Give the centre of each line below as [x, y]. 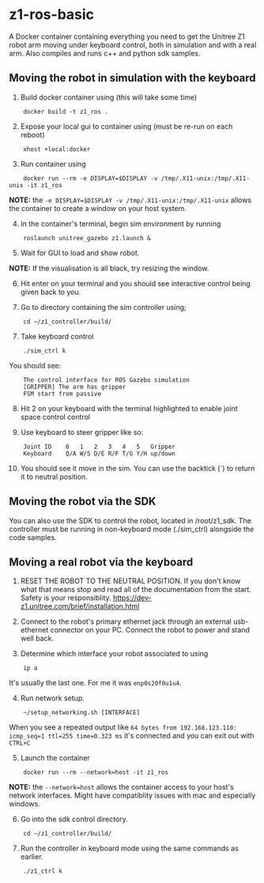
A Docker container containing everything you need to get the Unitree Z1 [127, 36]
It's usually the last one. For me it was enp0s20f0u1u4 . [95, 683]
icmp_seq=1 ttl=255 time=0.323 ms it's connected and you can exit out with [132, 736]
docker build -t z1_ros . [66, 111]
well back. [37, 639]
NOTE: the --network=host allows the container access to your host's [121, 787]
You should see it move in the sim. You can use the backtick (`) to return [138, 468]
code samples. [33, 537]
